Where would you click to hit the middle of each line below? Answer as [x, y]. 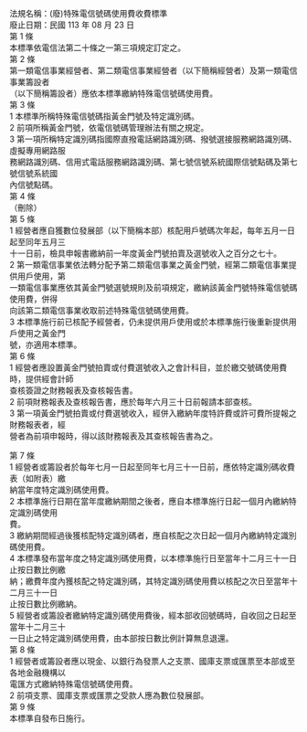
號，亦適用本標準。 [46, 345]
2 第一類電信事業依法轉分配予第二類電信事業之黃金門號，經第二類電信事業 [149, 265]
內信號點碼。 [33, 185]
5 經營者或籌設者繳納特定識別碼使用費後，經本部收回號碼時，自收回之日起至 [153, 615]
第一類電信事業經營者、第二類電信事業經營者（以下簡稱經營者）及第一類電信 [153, 70]
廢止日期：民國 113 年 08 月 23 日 [72, 25]
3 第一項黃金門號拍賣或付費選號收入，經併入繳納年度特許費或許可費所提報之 [153, 413]
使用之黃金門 [41, 333]
